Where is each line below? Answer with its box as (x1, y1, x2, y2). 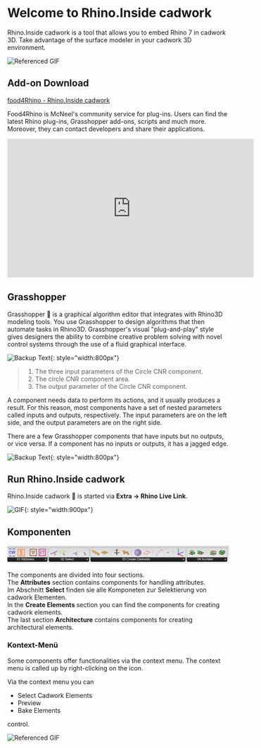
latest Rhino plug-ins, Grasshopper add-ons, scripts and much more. (7, 117, 207, 125)
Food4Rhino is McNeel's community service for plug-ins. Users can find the (7, 109, 228, 118)
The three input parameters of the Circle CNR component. (34, 367, 203, 375)
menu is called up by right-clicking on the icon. (7, 663, 144, 672)
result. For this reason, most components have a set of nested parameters (7, 403, 222, 411)
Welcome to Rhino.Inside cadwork (7, 5, 212, 21)
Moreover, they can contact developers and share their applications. (7, 125, 205, 133)
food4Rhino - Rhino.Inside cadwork (7, 96, 110, 104)
